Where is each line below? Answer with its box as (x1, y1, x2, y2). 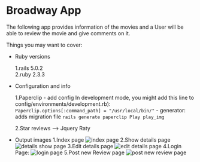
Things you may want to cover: (6, 41, 83, 48)
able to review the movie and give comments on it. (6, 29, 131, 36)
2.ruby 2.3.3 (14, 71, 45, 78)
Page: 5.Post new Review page (14, 149, 125, 156)
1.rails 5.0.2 (14, 64, 43, 72)
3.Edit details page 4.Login (67, 142, 181, 149)
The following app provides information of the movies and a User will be (6, 23, 184, 30)
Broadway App (6, 4, 81, 17)
